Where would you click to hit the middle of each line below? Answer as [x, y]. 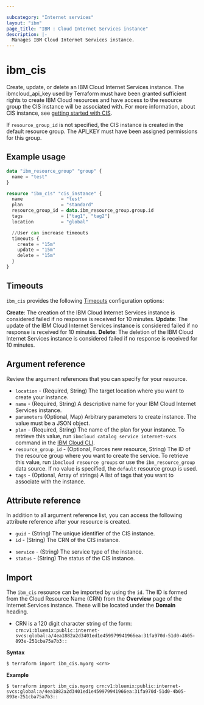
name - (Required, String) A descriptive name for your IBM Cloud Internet [105, 403]
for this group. [24, 138]
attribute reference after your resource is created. [69, 522]
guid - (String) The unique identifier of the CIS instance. [85, 533]
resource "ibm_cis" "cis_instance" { [54, 193]
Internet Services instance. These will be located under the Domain [91, 606]
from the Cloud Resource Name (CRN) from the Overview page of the [94, 599]
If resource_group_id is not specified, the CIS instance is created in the [95, 125]
